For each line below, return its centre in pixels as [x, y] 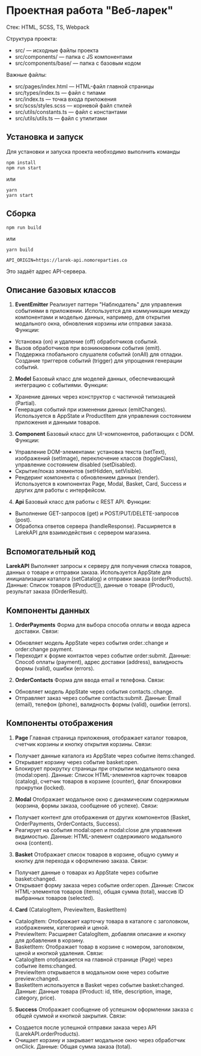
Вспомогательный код [51, 551]
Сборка [21, 214]
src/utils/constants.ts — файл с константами [71, 112]
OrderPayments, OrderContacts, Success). [68, 824]
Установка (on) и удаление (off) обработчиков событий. [86, 342]
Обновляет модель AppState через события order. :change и [91, 643]
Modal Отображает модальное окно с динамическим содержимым [102, 799]
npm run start [24, 168]
